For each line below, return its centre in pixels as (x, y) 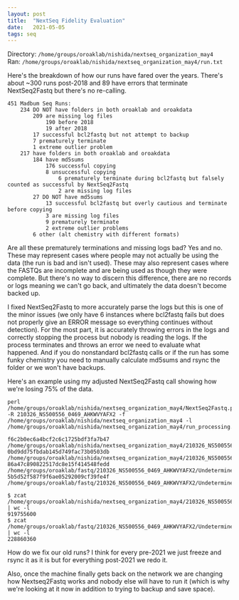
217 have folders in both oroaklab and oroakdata (95, 154)
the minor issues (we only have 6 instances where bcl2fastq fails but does (116, 315)
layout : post (27, 14)
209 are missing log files (73, 116)
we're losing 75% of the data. (51, 389)
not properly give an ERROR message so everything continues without (110, 322)
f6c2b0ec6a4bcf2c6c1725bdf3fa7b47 (59, 440)
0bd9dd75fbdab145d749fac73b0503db (59, 452)
